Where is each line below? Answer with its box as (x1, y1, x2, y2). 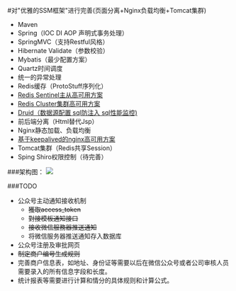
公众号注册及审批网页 (17, 241, 80, 249)
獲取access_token (28, 205, 82, 214)
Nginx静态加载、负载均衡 (17, 126, 91, 135)
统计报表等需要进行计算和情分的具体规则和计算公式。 (17, 276, 174, 285)
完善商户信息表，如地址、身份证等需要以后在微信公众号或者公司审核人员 (17, 258, 229, 267)
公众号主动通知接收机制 (17, 197, 86, 205)
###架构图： (7, 168, 45, 176)
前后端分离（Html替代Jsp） (17, 118, 99, 125)
